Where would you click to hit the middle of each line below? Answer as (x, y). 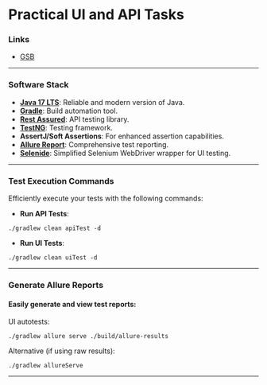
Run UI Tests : (42, 243)
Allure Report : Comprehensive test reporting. (94, 144)
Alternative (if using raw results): (62, 351)
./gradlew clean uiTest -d (53, 258)
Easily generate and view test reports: (72, 304)
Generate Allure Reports (56, 285)
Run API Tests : (44, 214)
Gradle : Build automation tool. (68, 111)
